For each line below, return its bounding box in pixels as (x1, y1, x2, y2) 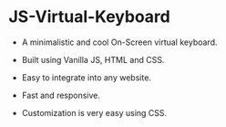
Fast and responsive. (21, 90, 101, 101)
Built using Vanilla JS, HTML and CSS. (21, 54, 165, 65)
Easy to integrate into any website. (21, 71, 152, 83)
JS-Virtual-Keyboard (8, 6, 170, 27)
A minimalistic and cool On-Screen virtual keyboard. (21, 37, 218, 48)
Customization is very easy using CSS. (21, 107, 168, 118)
